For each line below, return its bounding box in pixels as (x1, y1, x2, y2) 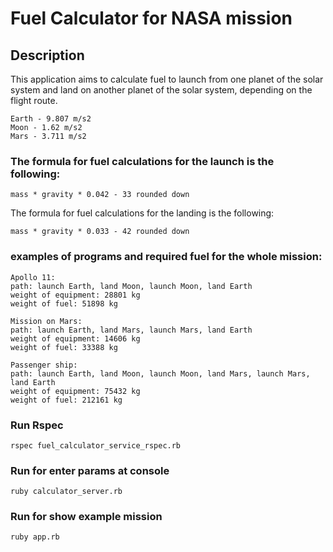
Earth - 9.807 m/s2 (10, 114, 92, 124)
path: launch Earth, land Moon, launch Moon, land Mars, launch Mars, (10, 368, 311, 379)
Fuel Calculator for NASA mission (10, 7, 293, 30)
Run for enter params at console (10, 463, 170, 477)
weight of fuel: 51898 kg (10, 298, 118, 309)
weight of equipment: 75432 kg (10, 386, 141, 396)
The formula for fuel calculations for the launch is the (10, 154, 275, 168)
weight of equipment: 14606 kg (10, 333, 141, 344)
